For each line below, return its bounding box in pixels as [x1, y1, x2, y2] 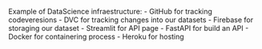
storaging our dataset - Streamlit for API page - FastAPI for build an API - [8, 24, 249, 32]
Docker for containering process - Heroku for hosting [8, 32, 184, 41]
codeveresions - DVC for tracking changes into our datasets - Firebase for [8, 15, 254, 24]
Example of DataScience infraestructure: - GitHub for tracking [8, 7, 212, 16]
